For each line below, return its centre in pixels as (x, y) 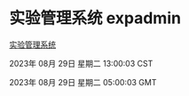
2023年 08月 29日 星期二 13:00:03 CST (81, 63)
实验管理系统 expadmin (95, 18)
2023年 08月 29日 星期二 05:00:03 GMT (83, 82)
